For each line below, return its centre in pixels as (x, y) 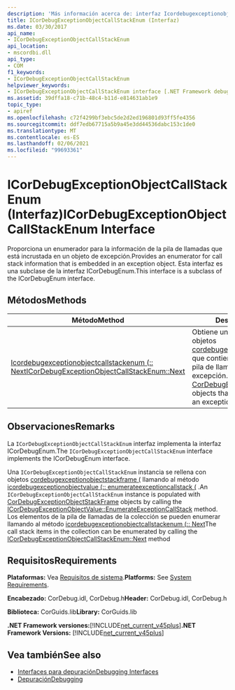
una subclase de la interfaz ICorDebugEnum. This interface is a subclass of (115, 271)
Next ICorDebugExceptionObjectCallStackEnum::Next (98, 371)
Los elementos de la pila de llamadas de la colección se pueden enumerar (114, 516)
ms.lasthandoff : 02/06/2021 (48, 144)
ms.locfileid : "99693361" (45, 150)
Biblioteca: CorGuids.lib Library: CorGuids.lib (72, 612)
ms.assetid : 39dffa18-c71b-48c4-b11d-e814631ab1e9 (83, 99)
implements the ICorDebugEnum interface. (69, 458)
